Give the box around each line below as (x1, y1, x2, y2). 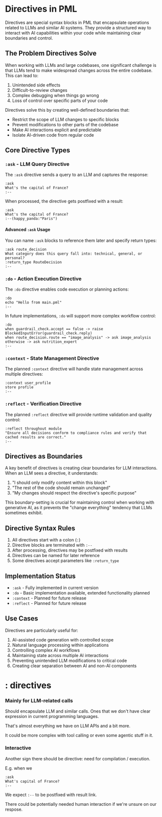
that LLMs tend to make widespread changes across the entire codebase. (5, 67, 153, 73)
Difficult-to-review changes (12, 87, 68, 93)
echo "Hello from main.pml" (5, 300, 62, 305)
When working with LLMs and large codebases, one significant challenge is (5, 62, 157, 68)
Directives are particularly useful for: (5, 627, 79, 633)
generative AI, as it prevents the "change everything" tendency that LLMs (5, 505, 152, 511)
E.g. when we (5, 765, 33, 771)
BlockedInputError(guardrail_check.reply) (5, 331, 92, 336)
